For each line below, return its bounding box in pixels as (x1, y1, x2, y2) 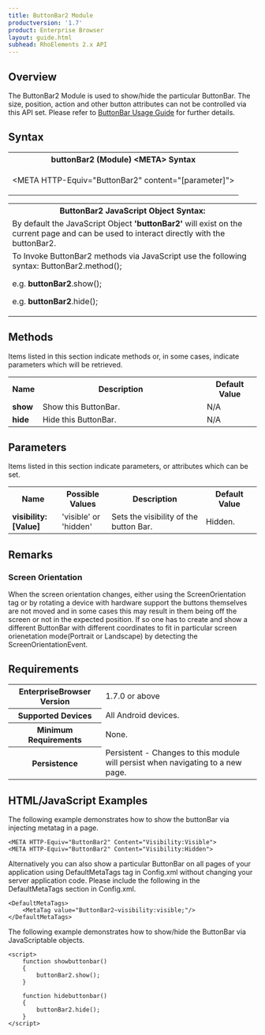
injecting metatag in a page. (8, 823, 99, 832)
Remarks (8, 548, 54, 561)
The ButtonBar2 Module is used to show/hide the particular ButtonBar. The (8, 91, 251, 100)
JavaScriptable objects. (8, 936, 85, 945)
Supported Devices (17, 710, 92, 721)
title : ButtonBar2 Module (8, 11, 93, 20)
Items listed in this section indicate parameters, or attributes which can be (8, 462, 248, 471)
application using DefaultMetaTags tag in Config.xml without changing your (8, 868, 253, 877)
